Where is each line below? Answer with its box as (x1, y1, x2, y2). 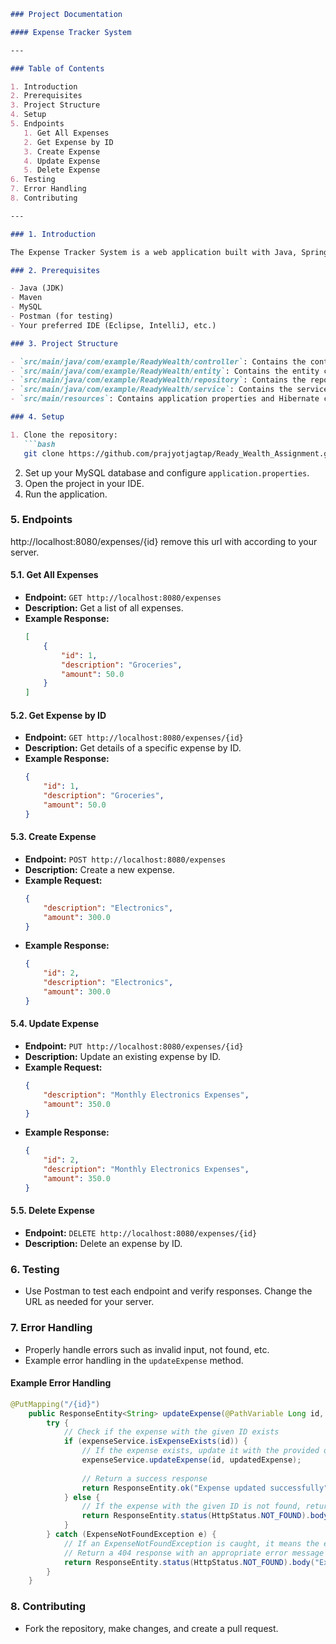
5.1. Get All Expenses (10, 569, 99, 581)
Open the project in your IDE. (24, 477, 145, 489)
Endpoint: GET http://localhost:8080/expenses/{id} (24, 731, 244, 744)
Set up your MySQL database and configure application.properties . (24, 466, 310, 479)
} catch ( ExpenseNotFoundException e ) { (46, 1530, 217, 1540)
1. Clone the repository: (10, 430, 118, 440)
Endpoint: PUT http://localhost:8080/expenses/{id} (24, 1040, 244, 1052)
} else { (63, 1492, 101, 1502)
